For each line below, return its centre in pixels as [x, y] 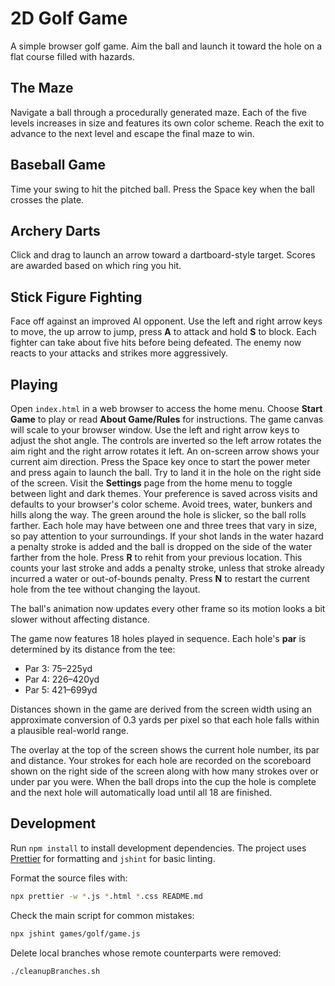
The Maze [42, 88]
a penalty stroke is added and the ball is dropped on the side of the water [161, 546]
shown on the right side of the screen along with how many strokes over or [165, 771]
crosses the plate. [47, 199]
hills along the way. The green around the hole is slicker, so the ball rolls [158, 515]
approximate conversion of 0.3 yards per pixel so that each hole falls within [165, 720]
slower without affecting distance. [80, 619]
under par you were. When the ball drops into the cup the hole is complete [163, 781]
